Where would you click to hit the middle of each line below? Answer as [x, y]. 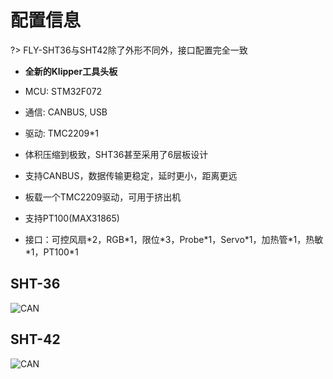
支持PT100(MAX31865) [72, 218]
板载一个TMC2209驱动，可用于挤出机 [103, 197]
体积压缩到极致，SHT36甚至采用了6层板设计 [116, 154]
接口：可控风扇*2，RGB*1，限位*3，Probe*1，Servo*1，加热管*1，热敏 [174, 239]
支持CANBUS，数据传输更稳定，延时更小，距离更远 [131, 175]
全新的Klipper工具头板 [71, 71]
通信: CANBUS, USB [66, 112]
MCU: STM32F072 [63, 91]
